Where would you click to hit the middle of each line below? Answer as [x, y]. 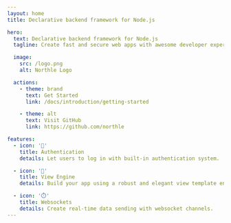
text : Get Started [52, 95]
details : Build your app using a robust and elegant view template [118, 184]
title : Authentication [52, 152]
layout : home [26, 13]
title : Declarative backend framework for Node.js [81, 20]
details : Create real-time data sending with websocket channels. [117, 209]
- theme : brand [41, 89]
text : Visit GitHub [53, 121]
